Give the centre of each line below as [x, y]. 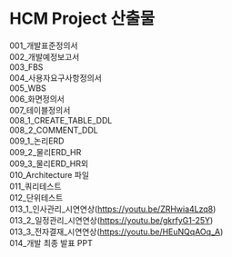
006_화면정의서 [37, 99]
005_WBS [28, 88]
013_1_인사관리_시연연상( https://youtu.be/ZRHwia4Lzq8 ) [113, 209]
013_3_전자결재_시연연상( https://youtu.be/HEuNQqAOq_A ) [116, 232]
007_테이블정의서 [40, 110]
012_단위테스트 [36, 197]
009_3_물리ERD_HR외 [49, 163]
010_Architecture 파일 [49, 174]
